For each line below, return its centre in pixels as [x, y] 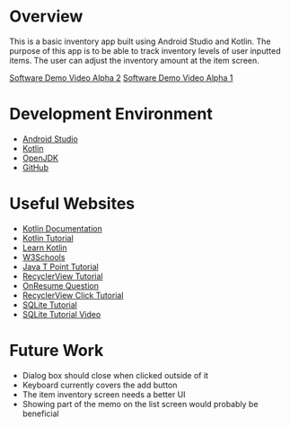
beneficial [41, 413]
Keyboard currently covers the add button [100, 385]
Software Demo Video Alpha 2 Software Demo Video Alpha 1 [121, 77]
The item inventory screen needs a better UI [104, 394]
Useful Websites [72, 204]
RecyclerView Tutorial [62, 276]
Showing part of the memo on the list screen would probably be [140, 404]
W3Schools [44, 256]
